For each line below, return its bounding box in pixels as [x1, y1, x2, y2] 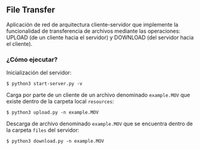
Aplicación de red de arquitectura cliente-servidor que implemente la [6, 21, 179, 28]
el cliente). [6, 40, 33, 47]
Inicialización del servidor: [6, 69, 72, 76]
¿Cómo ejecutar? [6, 55, 58, 64]
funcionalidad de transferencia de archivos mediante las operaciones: [6, 27, 181, 34]
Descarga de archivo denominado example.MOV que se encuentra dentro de [6, 120, 193, 128]
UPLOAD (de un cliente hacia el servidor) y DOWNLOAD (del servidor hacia [6, 33, 194, 41]
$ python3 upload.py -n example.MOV [6, 109, 99, 116]
